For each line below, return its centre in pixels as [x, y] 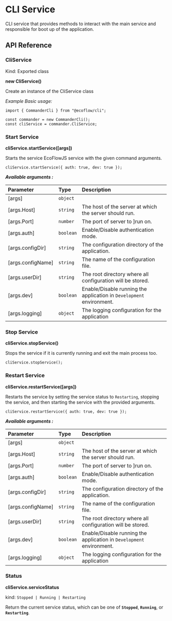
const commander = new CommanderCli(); [48, 119]
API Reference [29, 45]
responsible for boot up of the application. [50, 29]
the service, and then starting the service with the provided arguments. [80, 402]
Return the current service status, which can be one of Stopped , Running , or [84, 607]
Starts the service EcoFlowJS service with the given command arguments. [84, 158]
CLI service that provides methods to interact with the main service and [81, 24]
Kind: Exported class [27, 71]
